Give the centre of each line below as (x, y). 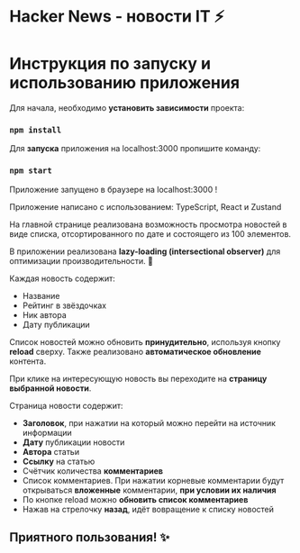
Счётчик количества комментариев (93, 471)
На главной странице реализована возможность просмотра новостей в (148, 224)
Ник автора (45, 314)
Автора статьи (50, 451)
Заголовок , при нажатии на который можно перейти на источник (149, 422)
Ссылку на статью (59, 461)
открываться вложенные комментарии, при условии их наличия (149, 490)
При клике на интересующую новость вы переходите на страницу (138, 378)
